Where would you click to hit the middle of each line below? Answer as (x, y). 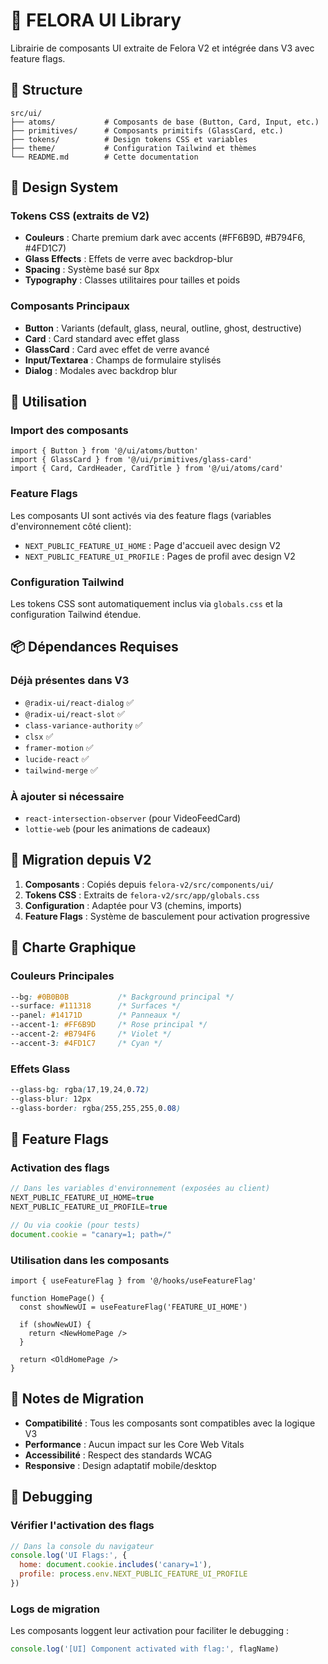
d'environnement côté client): (71, 526)
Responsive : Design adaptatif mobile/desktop (120, 1465)
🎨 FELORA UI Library (96, 20)
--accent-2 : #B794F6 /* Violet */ (91, 1034)
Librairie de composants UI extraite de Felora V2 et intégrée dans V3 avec (162, 48)
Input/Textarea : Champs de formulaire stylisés (123, 360)
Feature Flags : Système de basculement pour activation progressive (167, 916)
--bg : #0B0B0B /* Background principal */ (122, 997)
